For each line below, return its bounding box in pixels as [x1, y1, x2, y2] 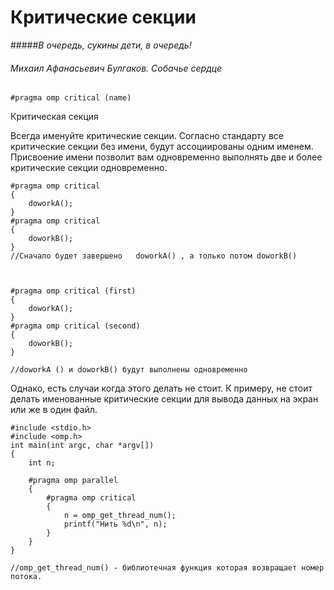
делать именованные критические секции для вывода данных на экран [10, 393, 319, 405]
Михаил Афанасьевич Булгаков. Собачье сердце [10, 62, 222, 74]
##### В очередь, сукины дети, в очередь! [10, 39, 192, 51]
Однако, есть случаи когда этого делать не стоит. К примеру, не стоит [10, 382, 313, 395]
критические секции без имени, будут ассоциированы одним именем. [10, 141, 314, 153]
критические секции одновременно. [10, 162, 168, 174]
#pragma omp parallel [28, 476, 118, 486]
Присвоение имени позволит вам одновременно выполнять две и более [10, 151, 323, 163]
